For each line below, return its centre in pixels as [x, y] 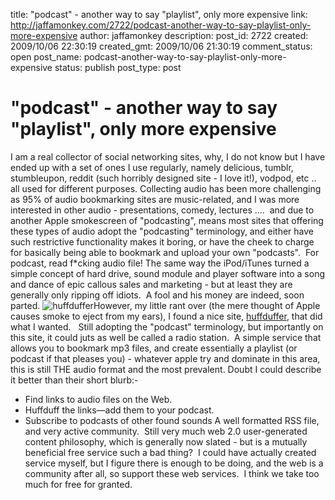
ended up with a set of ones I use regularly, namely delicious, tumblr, [152, 167]
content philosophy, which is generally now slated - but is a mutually [166, 441]
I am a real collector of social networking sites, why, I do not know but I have [168, 156]
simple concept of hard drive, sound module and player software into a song [167, 273]
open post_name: [46, 57]
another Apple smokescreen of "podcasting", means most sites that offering [167, 220]
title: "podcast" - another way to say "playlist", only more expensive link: [159, 14]
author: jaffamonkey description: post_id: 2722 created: [194, 35]
